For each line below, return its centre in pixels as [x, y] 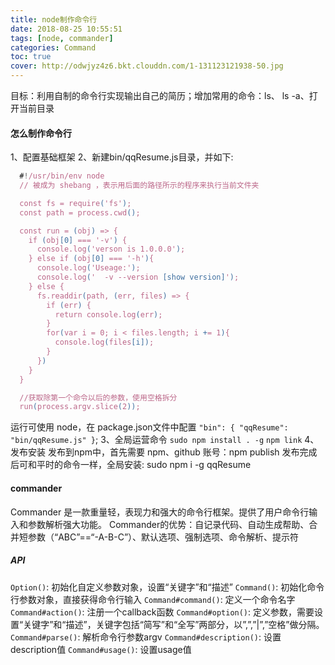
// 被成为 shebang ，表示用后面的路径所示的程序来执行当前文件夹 [139, 186]
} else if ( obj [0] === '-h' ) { [91, 259]
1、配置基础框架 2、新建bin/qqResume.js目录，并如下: [122, 157]
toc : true [31, 57]
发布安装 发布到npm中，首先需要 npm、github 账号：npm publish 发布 [155, 452]
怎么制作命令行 [41, 133]
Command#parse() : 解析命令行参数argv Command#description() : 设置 [146, 637]
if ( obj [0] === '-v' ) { [78, 240]
